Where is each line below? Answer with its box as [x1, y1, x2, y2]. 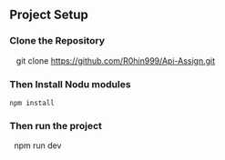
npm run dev [13, 140, 62, 151]
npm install [9, 98, 55, 107]
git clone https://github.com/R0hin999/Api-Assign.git [15, 55, 216, 66]
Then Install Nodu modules [9, 77, 131, 90]
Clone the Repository [9, 35, 106, 47]
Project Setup [9, 7, 89, 23]
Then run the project [9, 119, 103, 132]
